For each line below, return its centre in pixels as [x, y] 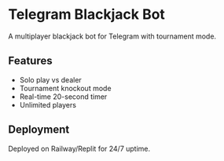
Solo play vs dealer [51, 79]
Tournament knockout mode [65, 88]
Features [30, 61]
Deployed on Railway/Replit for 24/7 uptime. [79, 148]
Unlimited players [48, 104]
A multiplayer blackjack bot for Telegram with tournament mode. [112, 36]
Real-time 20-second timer [63, 97]
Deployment [39, 130]
